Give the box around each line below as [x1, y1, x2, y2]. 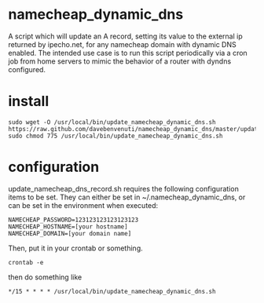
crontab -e [8, 258, 44, 266]
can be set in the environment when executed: [8, 200, 159, 210]
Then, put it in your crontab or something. [8, 243, 143, 253]
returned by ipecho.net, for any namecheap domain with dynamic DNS [8, 39, 237, 49]
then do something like [8, 272, 82, 282]
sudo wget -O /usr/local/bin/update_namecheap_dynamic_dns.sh [8, 118, 216, 126]
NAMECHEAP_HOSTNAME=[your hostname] [8, 222, 128, 231]
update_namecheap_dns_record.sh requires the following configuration [8, 184, 240, 193]
